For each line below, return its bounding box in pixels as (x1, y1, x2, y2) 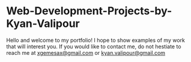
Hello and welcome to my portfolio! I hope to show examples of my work (6, 36, 185, 44)
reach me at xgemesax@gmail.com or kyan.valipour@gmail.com (6, 49, 166, 56)
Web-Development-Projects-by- (6, 4, 172, 18)
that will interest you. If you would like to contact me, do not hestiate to (6, 43, 181, 50)
